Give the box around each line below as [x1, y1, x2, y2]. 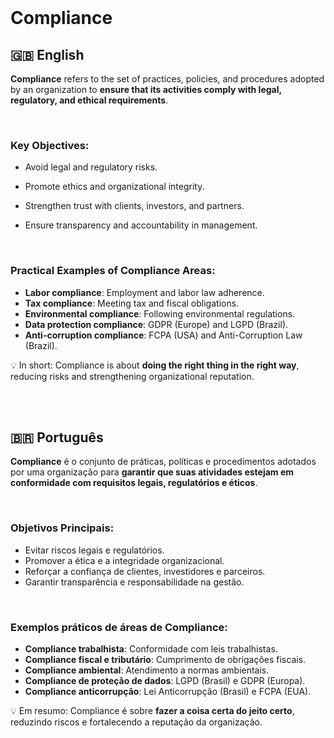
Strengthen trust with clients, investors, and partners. [24, 200, 245, 212]
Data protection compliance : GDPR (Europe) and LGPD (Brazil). [24, 318, 289, 330]
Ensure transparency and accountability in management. [24, 219, 258, 231]
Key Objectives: [10, 138, 90, 152]
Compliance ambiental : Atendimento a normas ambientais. [24, 664, 270, 676]
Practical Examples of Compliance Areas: [10, 264, 216, 278]
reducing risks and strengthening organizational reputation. [10, 370, 255, 382]
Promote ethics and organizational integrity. [24, 181, 205, 193]
